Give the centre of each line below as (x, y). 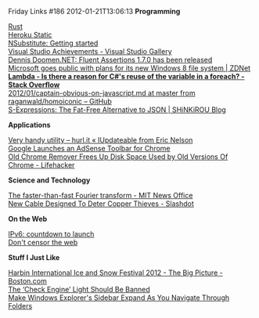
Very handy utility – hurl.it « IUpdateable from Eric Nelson (101, 140)
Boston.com (27, 281)
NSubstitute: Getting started (53, 43)
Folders (20, 306)
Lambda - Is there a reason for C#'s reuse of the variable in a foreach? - (126, 76)
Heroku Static (30, 35)
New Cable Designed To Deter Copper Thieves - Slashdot (101, 204)
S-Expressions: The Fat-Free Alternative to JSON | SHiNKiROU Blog (117, 110)
